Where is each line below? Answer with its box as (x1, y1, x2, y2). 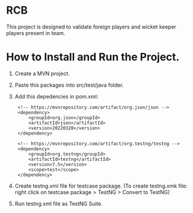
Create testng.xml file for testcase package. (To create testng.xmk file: (14, 182, 188, 189)
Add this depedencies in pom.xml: (14, 93, 99, 100)
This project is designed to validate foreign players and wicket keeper (6, 23, 176, 30)
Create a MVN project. (14, 69, 70, 77)
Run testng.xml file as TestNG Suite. (14, 200, 103, 207)
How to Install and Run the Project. (6, 50, 180, 64)
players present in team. (6, 29, 65, 36)
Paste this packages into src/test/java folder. (14, 81, 124, 88)
